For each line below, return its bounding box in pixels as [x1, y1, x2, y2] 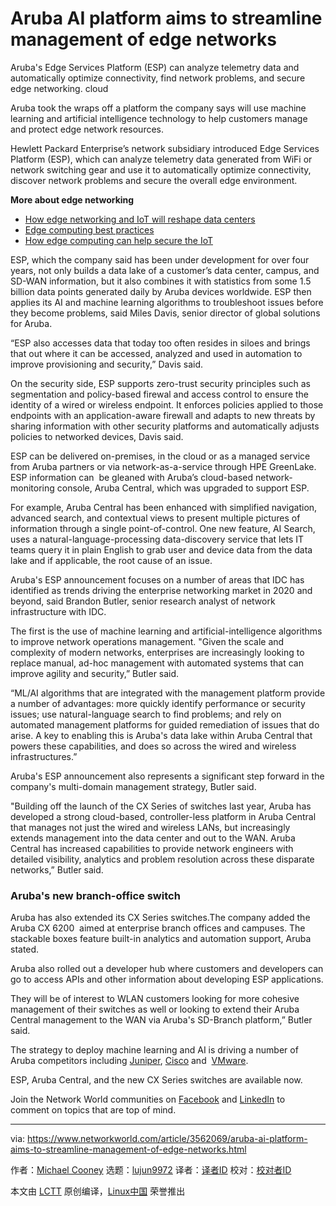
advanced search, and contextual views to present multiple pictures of [10, 512, 301, 524]
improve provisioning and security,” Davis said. [10, 358, 204, 370]
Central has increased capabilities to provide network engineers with [10, 842, 294, 854]
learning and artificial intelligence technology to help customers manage [10, 112, 308, 124]
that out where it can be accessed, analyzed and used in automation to [10, 347, 303, 359]
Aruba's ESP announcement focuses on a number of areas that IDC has [10, 573, 305, 586]
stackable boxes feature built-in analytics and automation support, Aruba [10, 933, 312, 945]
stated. [10, 943, 40, 956]
